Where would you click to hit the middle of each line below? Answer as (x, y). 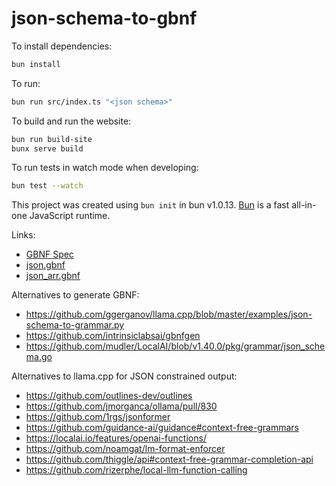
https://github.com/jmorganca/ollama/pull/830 (121, 406)
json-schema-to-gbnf (104, 18)
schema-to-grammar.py (75, 325)
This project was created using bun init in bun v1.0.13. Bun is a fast (150, 205)
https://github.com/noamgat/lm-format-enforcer (125, 449)
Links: (23, 235)
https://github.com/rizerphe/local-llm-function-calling (136, 470)
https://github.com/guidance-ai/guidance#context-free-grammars (162, 428)
